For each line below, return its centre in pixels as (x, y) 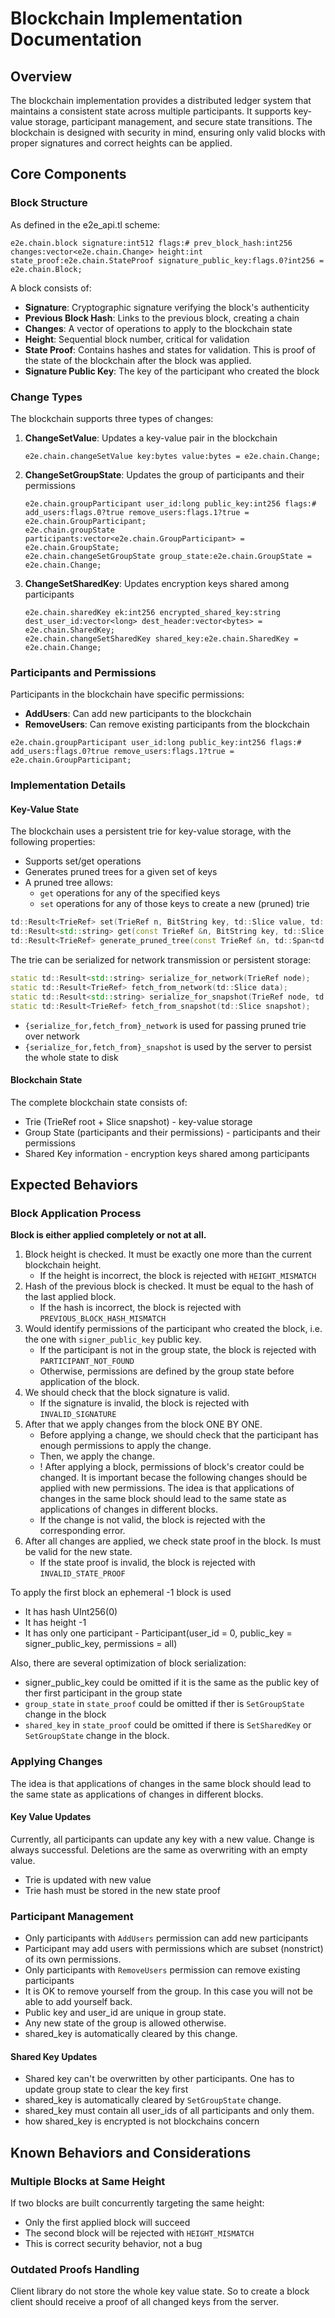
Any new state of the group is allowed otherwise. (125, 2023)
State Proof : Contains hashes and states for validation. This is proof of (170, 349)
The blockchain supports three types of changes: (112, 418)
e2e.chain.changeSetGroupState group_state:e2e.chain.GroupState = (168, 556)
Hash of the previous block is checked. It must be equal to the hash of (169, 1286)
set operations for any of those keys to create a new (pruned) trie (174, 904)
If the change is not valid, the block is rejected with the (152, 1520)
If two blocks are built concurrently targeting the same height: (137, 2203)
